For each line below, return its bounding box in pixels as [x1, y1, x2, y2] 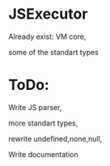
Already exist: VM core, [8, 32, 87, 41]
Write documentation [8, 149, 78, 159]
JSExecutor [8, 5, 88, 23]
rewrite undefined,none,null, [8, 134, 103, 143]
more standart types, [8, 118, 78, 128]
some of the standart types [8, 47, 99, 57]
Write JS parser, [8, 102, 62, 112]
